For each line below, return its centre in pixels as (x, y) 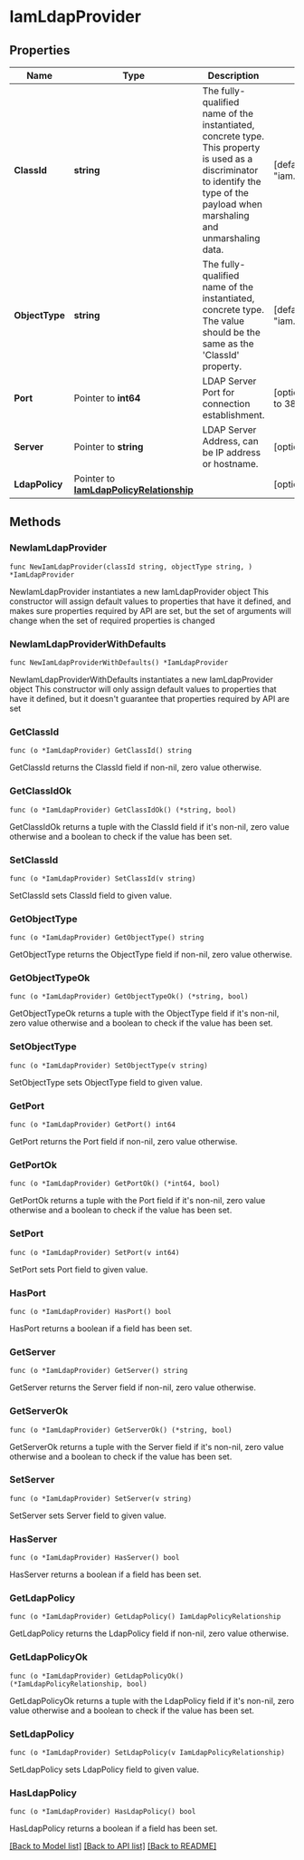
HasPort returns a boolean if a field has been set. (101, 1328)
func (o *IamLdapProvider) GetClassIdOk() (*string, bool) (123, 810)
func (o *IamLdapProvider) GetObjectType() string (107, 938)
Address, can (231, 441)
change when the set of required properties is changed (112, 620)
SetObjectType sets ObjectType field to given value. (106, 1082)
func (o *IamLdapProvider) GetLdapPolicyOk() (96, 1676)
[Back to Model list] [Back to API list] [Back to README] (113, 1846)
